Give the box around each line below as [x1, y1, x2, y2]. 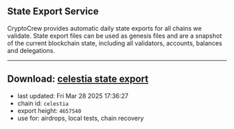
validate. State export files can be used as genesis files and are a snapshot [7, 31, 222, 40]
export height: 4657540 [17, 106, 81, 114]
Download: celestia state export [7, 73, 149, 85]
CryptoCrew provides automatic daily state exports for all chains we [7, 24, 202, 32]
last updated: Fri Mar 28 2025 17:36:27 [17, 91, 129, 100]
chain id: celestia [17, 99, 69, 107]
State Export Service [7, 6, 99, 17]
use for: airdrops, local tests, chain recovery [17, 114, 144, 122]
